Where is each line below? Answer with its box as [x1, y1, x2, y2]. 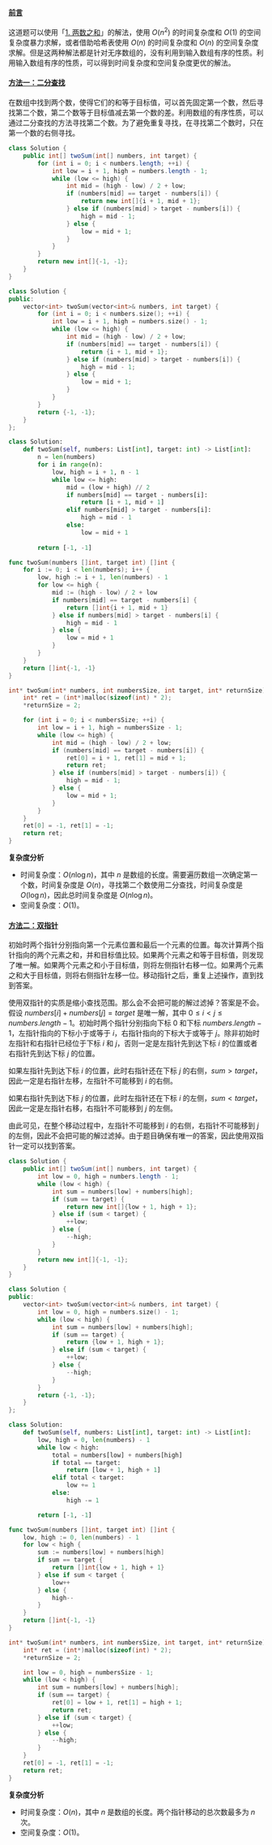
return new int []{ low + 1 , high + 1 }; [66, 1202, 198, 1211]
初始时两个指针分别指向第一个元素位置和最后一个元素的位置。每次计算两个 [8, 940, 257, 950]
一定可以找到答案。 [15, 1141, 79, 1151]
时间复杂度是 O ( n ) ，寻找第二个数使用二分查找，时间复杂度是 [41, 880, 243, 890]
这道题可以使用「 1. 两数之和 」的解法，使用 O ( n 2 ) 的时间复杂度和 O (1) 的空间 [8, 26, 261, 37]
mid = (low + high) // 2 [66, 483, 151, 492]
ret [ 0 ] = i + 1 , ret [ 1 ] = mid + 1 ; [66, 754, 187, 762]
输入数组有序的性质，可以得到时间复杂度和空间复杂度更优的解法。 [15, 58, 236, 67]
